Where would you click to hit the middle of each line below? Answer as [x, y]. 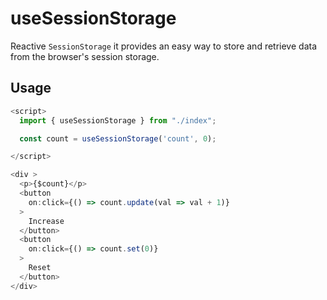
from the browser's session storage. [85, 56]
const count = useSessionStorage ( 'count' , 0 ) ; [118, 138]
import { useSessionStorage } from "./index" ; [118, 120]
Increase [46, 221]
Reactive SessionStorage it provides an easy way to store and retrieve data [164, 46]
